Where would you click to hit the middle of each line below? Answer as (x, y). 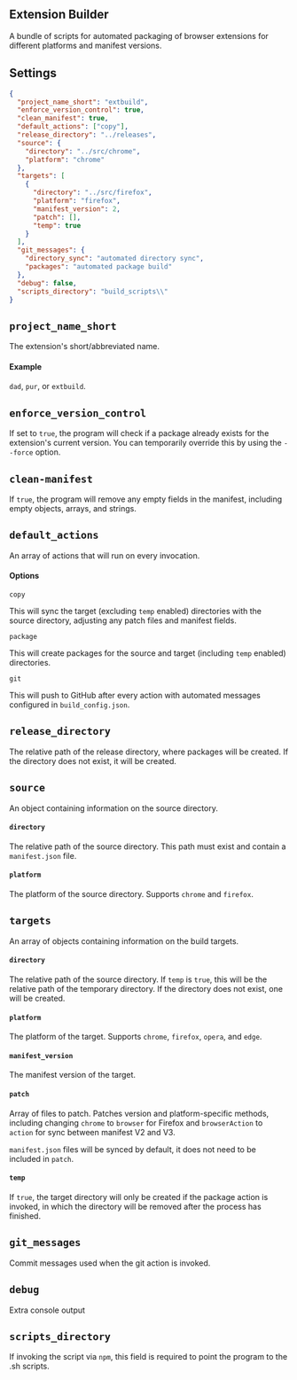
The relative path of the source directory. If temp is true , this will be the (138, 979)
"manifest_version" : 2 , (77, 209)
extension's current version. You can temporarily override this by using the (145, 443)
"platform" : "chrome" (65, 160)
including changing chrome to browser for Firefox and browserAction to (136, 1123)
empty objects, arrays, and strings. (73, 509)
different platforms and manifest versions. (86, 45)
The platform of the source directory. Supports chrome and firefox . (132, 894)
